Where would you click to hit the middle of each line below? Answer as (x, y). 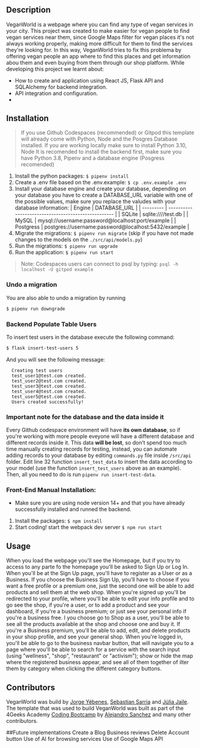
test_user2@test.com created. (49, 381)
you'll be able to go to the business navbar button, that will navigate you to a (100, 643)
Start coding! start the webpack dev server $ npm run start (88, 527)
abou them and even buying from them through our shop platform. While (96, 62)
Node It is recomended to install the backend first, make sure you (101, 152)
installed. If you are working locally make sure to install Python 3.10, (104, 145)
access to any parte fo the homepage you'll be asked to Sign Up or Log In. (98, 567)
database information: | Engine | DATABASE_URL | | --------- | (91, 208)
